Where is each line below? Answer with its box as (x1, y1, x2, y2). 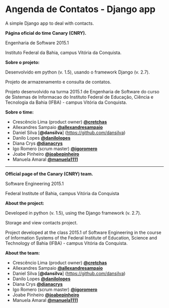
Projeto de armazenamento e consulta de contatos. (5, 79, 112, 85)
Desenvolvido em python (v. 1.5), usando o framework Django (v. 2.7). (5, 69, 150, 75)
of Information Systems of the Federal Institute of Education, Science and (5, 234, 157, 240)
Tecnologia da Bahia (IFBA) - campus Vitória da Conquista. (5, 99, 127, 105)
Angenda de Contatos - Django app (5, 4, 156, 15)
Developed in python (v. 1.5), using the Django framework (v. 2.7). (5, 210, 141, 216)
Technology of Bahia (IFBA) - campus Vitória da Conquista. (5, 240, 128, 246)
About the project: (5, 200, 44, 206)
